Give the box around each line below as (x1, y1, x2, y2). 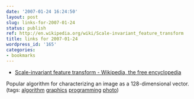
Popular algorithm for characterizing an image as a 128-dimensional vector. (6, 80, 189, 87)
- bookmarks (6, 52, 35, 58)
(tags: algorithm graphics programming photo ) (6, 86, 119, 93)
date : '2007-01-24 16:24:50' (6, 8, 78, 15)
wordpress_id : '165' (6, 42, 57, 48)
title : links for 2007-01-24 (6, 36, 78, 42)
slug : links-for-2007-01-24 (6, 19, 76, 25)
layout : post (6, 14, 38, 20)
